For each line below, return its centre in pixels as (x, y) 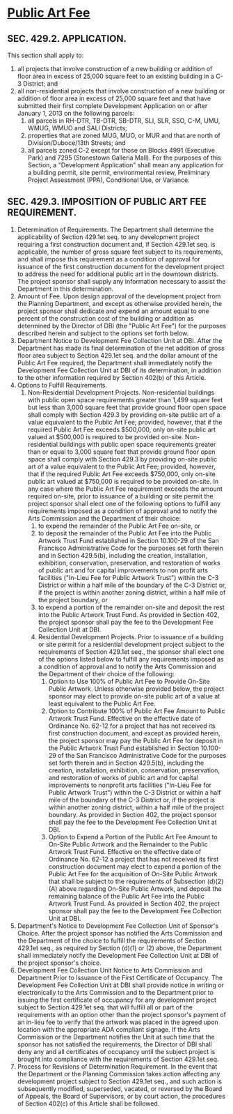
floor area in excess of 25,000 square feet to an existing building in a (115, 76)
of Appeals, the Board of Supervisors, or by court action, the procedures (121, 1096)
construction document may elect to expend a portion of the (135, 867)
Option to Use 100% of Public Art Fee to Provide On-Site (129, 681)
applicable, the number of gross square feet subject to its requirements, (120, 252)
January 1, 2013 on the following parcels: (76, 113)
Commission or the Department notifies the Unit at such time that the (116, 1037)
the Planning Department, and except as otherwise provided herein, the (120, 303)
